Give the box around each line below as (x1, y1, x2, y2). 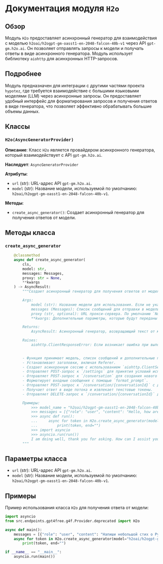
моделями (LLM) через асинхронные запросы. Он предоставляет (5, 93, 142, 99)
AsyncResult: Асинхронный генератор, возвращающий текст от (31, 329, 155, 334)
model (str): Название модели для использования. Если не (31, 302, 151, 307)
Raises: (22, 338, 38, 343)
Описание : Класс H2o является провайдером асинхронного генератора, (5, 147, 155, 153)
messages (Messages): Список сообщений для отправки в (31, 307, 145, 312)
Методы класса (5, 229, 56, 237)
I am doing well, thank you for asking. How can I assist (31, 436, 151, 442)
